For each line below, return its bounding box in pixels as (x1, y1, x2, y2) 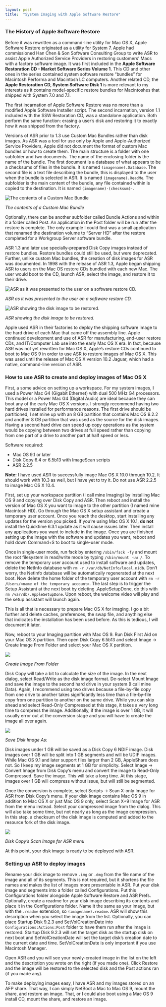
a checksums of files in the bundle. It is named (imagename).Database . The (5, 164, 156, 170)
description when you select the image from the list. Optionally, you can (5, 914, 152, 920)
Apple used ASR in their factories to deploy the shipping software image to (5, 324, 158, 330)
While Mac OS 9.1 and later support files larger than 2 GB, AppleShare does (5, 757, 159, 763)
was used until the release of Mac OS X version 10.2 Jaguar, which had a (5, 356, 154, 362)
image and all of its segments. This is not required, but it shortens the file (5, 877, 154, 883)
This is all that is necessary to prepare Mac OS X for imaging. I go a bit (5, 606, 149, 612)
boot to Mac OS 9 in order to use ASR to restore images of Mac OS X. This (5, 351, 157, 357)
